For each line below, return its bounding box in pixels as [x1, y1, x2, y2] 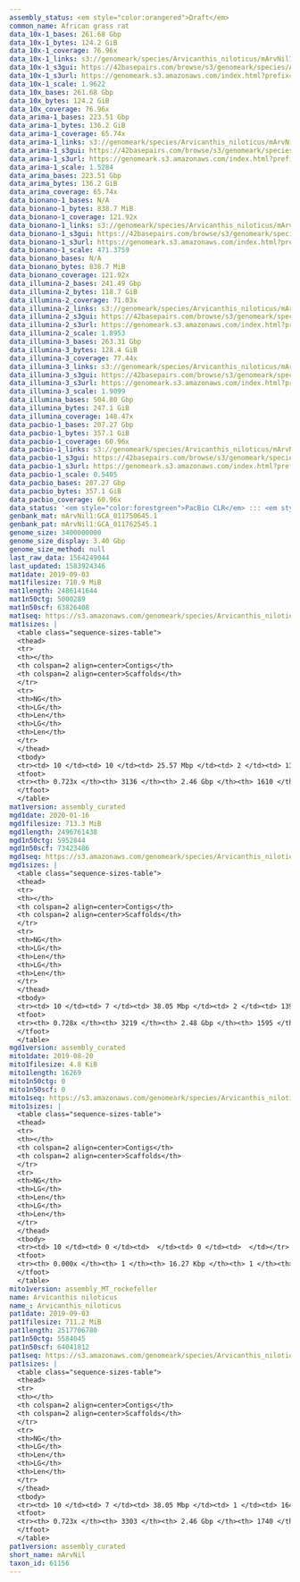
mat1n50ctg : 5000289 [9, 595, 87, 604]
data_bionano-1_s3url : [9, 238, 94, 247]
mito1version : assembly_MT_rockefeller [9, 1284, 158, 1293]
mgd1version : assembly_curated [9, 1043, 126, 1053]
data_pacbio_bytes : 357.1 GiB [9, 486, 122, 496]
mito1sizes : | [9, 1101, 62, 1111]
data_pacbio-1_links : [9, 445, 90, 454]
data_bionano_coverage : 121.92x [9, 271, 129, 280]
